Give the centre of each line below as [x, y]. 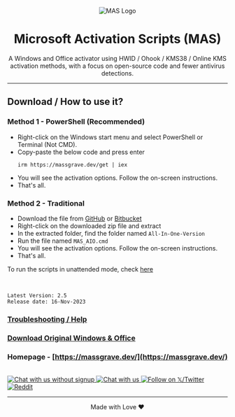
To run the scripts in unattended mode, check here [80, 269]
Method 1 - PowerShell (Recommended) [76, 122]
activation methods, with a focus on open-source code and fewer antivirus [117, 66]
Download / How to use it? [65, 102]
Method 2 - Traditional [46, 203]
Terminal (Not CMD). [47, 144]
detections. [117, 73]
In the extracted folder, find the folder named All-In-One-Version [111, 233]
